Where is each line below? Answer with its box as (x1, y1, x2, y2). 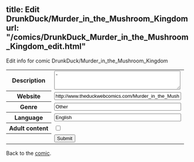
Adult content (9, 124, 49, 133)
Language (14, 114, 43, 122)
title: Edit (6, 5, 40, 15)
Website (16, 92, 41, 101)
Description (12, 77, 46, 85)
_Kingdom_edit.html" (6, 41, 86, 52)
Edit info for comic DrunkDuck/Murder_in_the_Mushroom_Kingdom (6, 57, 169, 64)
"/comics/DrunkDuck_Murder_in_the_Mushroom (6, 32, 189, 42)
